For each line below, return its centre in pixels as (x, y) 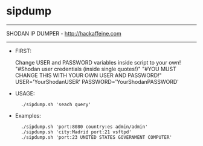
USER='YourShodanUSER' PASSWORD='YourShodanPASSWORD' (97, 81)
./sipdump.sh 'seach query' (56, 104)
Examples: (28, 115)
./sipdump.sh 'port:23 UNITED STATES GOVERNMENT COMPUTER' (97, 137)
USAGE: (25, 93)
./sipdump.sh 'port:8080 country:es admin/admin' (84, 127)
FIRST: (23, 51)
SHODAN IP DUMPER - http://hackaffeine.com (64, 33)
